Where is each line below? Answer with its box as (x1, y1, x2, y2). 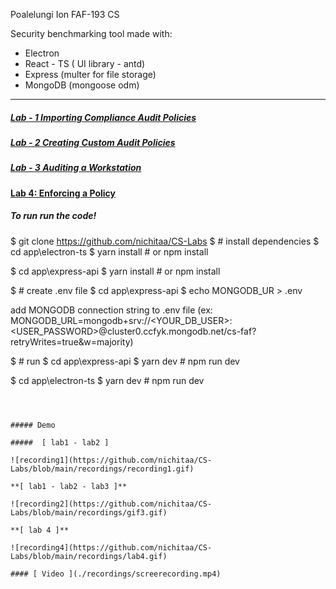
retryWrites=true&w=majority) (10, 335, 134, 348)
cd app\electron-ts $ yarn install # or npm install (10, 245, 209, 258)
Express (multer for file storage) (24, 69, 157, 80)
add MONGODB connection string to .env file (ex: (10, 304, 213, 316)
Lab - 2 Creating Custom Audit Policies (10, 136, 176, 148)
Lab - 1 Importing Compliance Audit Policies (10, 111, 197, 123)
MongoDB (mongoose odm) (24, 79, 140, 91)
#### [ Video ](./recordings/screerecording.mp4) (10, 569, 222, 579)
